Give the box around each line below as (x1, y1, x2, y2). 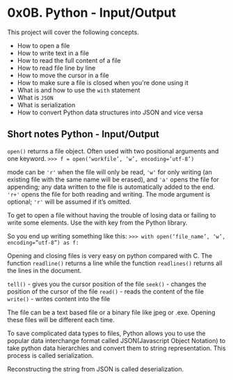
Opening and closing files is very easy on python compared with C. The (7, 251, 213, 259)
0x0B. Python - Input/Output (7, 5, 176, 21)
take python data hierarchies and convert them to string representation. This (7, 344, 226, 352)
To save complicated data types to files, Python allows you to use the (7, 329, 206, 337)
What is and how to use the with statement (17, 86, 140, 94)
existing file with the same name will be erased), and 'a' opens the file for (7, 175, 219, 183)
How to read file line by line (17, 63, 96, 72)
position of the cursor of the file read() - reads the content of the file (7, 287, 204, 296)
